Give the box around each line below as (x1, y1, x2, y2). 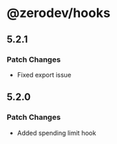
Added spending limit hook (16, 128, 97, 137)
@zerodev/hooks (6, 5, 111, 21)
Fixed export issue (16, 70, 72, 79)
